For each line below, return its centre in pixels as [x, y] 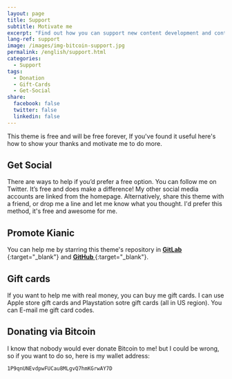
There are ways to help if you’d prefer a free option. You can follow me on [112, 182]
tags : [15, 71]
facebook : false [37, 104]
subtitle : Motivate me [40, 26]
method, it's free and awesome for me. [62, 211]
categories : [24, 59]
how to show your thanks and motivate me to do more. [85, 143]
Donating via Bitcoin [51, 332]
